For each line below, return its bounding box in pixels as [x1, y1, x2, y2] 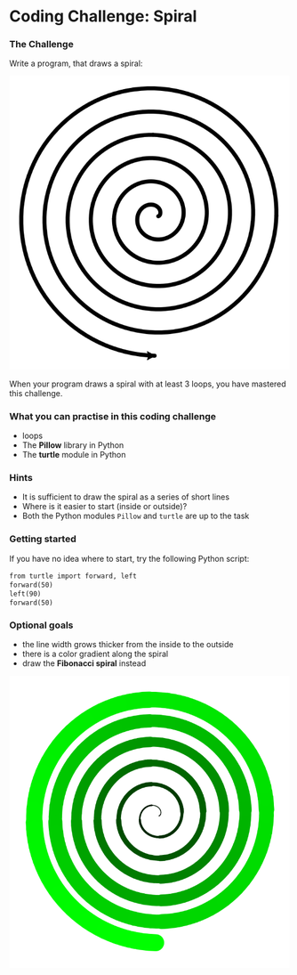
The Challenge [9, 38, 74, 51]
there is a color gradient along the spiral [21, 648, 169, 659]
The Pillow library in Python [21, 440, 124, 451]
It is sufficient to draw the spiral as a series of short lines [21, 492, 229, 502]
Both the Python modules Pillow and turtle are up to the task [21, 510, 250, 522]
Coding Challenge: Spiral [9, 6, 197, 27]
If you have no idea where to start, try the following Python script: [9, 553, 250, 564]
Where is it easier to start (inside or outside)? [21, 501, 188, 512]
